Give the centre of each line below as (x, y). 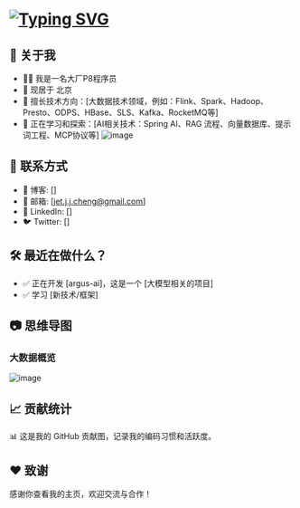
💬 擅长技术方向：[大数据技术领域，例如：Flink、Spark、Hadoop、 (145, 101)
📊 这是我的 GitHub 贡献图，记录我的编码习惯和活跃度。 (113, 436)
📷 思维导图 (41, 326)
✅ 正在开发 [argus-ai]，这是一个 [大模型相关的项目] (118, 283)
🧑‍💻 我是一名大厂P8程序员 (70, 78)
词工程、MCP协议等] (61, 135)
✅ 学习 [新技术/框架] (60, 294)
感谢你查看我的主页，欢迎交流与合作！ (80, 494)
